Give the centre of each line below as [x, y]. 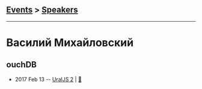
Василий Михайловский [70, 43]
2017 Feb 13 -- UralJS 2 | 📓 [48, 79]
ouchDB [22, 65]
